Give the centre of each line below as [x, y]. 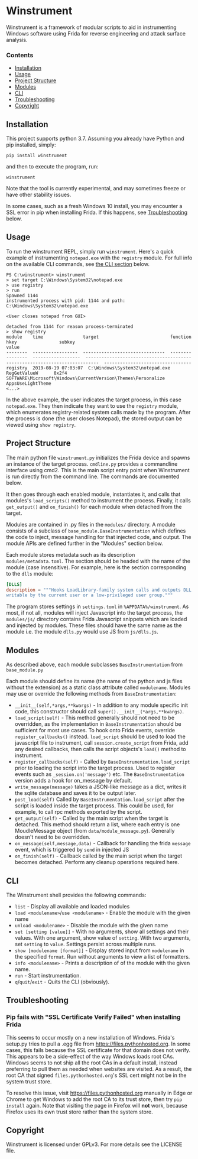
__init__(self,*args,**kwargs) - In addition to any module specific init [101, 705]
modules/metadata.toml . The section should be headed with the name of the [98, 561]
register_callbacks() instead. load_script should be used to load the [100, 736]
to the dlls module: [30, 573]
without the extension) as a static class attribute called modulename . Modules [98, 687]
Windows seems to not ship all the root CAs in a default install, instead [92, 1063]
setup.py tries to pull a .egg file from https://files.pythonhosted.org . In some [98, 1044]
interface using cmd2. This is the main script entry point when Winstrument [98, 470]
